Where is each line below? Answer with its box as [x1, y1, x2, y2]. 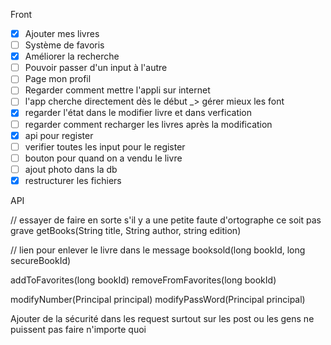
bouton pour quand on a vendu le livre [24, 152, 183, 164]
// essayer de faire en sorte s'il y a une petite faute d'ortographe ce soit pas [10, 214, 322, 226]
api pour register [24, 129, 94, 141]
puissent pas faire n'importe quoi [10, 323, 147, 335]
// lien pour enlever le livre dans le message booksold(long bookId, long [10, 244, 306, 256]
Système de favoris [24, 39, 105, 51]
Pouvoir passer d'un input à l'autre [24, 62, 168, 74]
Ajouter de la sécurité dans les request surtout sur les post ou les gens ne [10, 312, 315, 324]
